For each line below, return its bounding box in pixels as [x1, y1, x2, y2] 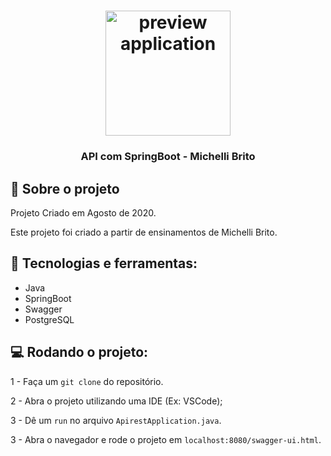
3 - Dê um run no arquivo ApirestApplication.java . [10, 414, 222, 426]
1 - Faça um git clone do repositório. [10, 375, 164, 387]
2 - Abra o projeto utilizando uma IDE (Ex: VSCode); [10, 395, 223, 407]
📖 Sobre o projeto [10, 180, 120, 197]
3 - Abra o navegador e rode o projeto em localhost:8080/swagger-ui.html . [10, 433, 322, 445]
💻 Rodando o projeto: [10, 344, 149, 361]
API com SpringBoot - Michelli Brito [80, 150, 256, 164]
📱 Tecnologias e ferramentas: [10, 255, 198, 272]
